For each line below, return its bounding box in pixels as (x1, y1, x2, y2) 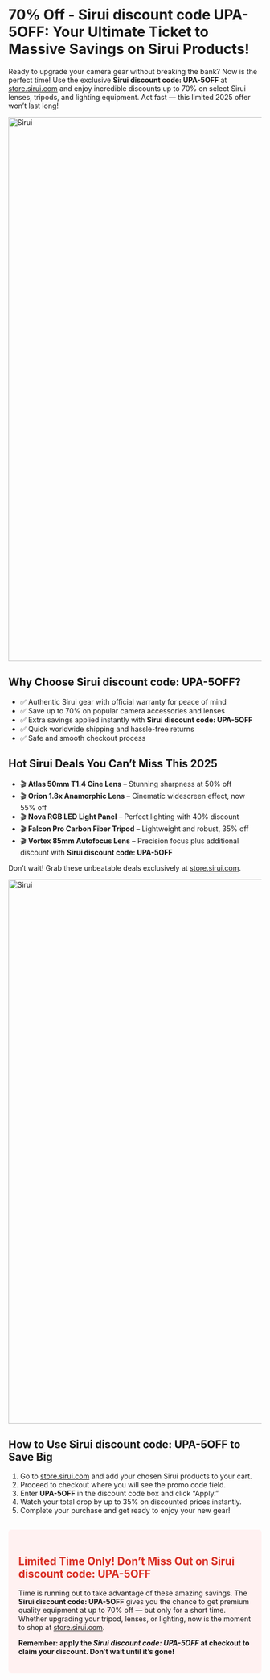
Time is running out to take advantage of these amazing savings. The (18, 1588, 247, 1598)
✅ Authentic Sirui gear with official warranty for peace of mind (19, 697, 227, 706)
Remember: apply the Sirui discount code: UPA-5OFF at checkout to (18, 1638, 250, 1648)
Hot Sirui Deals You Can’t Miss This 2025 (8, 757, 218, 771)
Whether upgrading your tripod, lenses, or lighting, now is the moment (18, 1614, 252, 1624)
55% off (19, 802, 47, 812)
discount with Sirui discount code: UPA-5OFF (19, 847, 173, 857)
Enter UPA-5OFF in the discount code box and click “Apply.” (19, 1489, 219, 1499)
